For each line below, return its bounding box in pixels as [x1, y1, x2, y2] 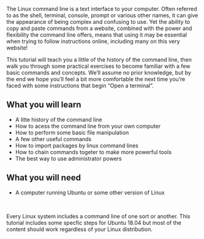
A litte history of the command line [15, 116, 102, 123]
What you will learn [6, 100, 81, 110]
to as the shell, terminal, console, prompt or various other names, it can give [6, 12, 198, 19]
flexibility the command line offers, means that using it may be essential [6, 31, 187, 39]
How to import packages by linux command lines [15, 142, 139, 149]
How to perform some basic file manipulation [15, 128, 129, 136]
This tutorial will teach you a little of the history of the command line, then [6, 56, 192, 63]
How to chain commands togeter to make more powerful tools [15, 148, 172, 155]
